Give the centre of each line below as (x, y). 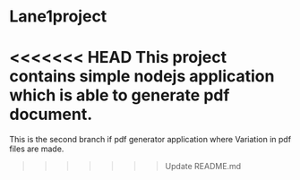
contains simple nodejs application (142, 77)
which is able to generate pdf (120, 95)
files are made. (37, 149)
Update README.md (203, 167)
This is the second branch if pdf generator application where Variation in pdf (150, 140)
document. (51, 115)
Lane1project (58, 17)
